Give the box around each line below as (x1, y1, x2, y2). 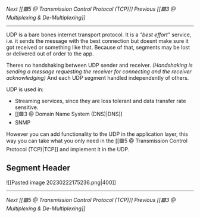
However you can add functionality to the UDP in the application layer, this (6, 130, 189, 138)
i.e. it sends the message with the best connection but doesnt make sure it (6, 38, 189, 44)
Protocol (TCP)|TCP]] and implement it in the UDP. (6, 146, 130, 152)
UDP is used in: (6, 86, 44, 93)
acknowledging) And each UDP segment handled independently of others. (6, 74, 189, 81)
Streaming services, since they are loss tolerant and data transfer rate (14, 98, 186, 104)
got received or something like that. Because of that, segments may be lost (6, 44, 190, 51)
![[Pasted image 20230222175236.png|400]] (6, 179, 116, 186)
